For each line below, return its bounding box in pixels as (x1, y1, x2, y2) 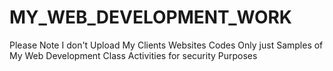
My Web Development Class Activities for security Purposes (9, 49, 258, 61)
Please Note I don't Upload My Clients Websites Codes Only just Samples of (9, 39, 324, 51)
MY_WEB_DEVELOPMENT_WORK (9, 6, 292, 29)
